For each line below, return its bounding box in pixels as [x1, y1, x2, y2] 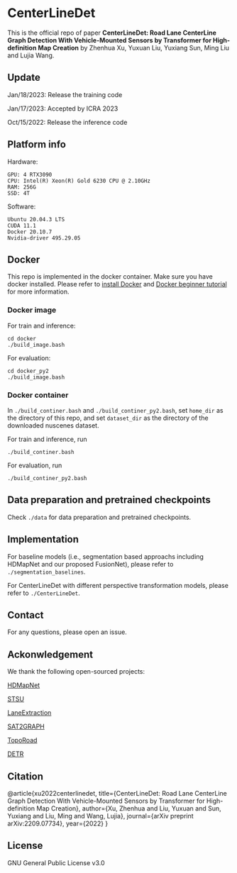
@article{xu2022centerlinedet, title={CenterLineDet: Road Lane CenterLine [7, 789, 227, 798]
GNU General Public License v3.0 [7, 858, 105, 867]
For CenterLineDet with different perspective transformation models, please [7, 581, 229, 589]
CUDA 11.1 [7, 222, 37, 229]
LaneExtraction [7, 708, 52, 717]
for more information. [7, 287, 70, 296]
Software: [7, 202, 36, 211]
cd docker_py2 [7, 367, 50, 374]
